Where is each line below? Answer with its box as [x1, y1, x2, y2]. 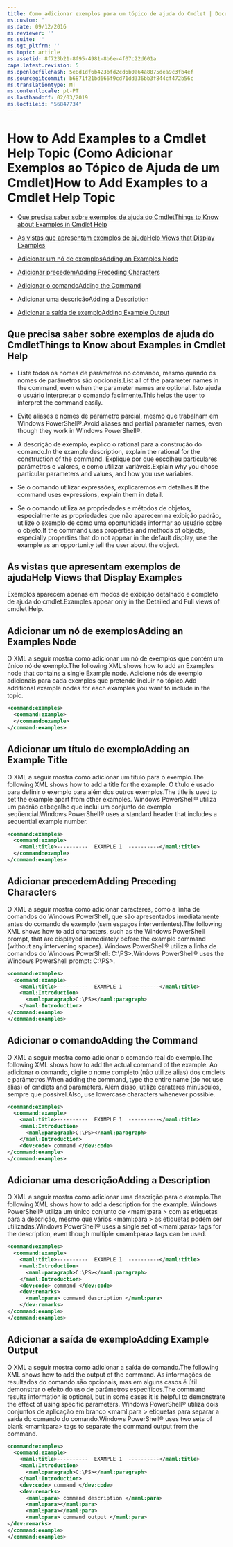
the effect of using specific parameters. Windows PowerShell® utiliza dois [7, 1400, 218, 1408]
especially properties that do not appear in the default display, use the [17, 533, 218, 542]
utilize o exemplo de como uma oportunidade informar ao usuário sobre [17, 519, 223, 527]
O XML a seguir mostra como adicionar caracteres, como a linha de [7, 905, 200, 913]
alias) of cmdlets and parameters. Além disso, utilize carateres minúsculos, [7, 1083, 222, 1091]
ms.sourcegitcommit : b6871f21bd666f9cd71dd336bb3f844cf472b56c [7, 74, 194, 82]
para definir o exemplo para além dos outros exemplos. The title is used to [7, 787, 217, 796]
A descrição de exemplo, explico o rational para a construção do [17, 439, 202, 448]
